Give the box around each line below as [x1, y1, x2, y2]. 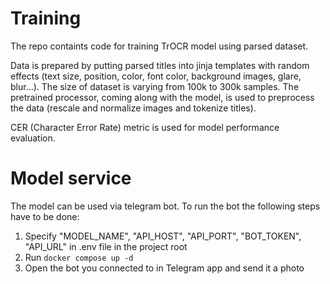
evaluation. [10, 132, 56, 144]
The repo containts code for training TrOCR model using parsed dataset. [10, 40, 309, 52]
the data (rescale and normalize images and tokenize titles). [10, 102, 257, 114]
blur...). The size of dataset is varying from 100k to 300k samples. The [10, 80, 300, 92]
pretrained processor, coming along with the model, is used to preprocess [10, 91, 315, 103]
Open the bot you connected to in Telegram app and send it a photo [24, 262, 305, 274]
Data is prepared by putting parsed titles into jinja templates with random [10, 59, 310, 71]
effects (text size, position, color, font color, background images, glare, [10, 70, 302, 82]
